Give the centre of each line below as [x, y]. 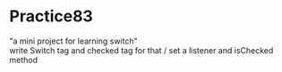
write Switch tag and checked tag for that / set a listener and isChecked [141, 50]
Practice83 [51, 16]
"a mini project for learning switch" [73, 41]
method [24, 60]
